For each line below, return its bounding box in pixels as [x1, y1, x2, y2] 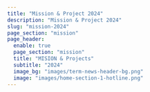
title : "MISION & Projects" [13, 55, 95, 62]
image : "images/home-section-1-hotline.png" [13, 74, 144, 82]
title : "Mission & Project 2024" [7, 10, 104, 17]
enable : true [13, 42, 51, 49]
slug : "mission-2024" [7, 23, 70, 30]
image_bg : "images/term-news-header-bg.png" [13, 68, 144, 75]
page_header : [7, 36, 45, 43]
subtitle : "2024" [13, 62, 64, 68]
